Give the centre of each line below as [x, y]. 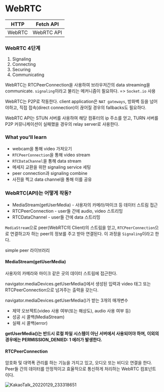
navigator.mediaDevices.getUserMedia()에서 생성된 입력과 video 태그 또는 [78, 284]
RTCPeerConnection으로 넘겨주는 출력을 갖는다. [52, 290]
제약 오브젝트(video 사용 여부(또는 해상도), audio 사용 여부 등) [71, 311]
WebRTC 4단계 [23, 48]
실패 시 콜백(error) [30, 323]
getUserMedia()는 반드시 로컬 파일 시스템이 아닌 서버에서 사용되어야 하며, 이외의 [82, 334]
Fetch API [47, 24]
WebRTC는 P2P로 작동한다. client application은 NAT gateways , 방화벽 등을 [77, 102]
